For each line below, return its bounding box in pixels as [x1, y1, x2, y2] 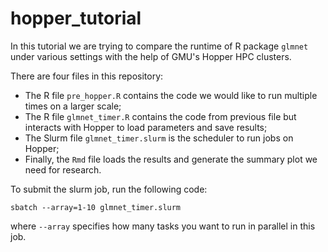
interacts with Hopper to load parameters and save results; [24, 121, 268, 133]
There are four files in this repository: [10, 70, 164, 82]
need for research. [24, 163, 102, 176]
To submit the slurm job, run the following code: [10, 183, 208, 195]
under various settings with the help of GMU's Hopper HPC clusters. [10, 50, 292, 62]
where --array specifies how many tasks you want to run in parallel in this [10, 220, 316, 232]
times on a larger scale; [24, 100, 122, 112]
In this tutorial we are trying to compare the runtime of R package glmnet [10, 40, 309, 52]
